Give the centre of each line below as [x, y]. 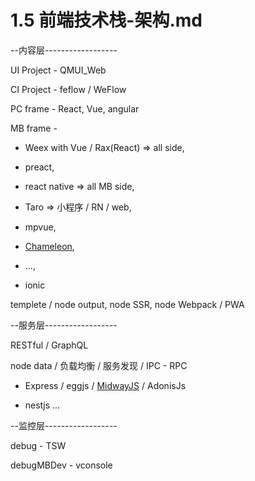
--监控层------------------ [64, 425]
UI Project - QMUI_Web [58, 70]
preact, [39, 167]
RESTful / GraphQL [49, 345]
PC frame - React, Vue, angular [75, 108]
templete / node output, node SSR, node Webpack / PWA [127, 304]
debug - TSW [38, 445]
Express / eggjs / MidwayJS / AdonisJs [105, 385]
